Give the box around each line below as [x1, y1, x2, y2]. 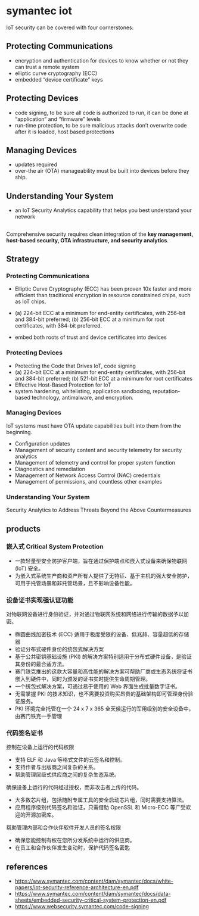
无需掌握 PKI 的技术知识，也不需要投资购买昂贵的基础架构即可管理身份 [14, 690, 188, 697]
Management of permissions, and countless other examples [14, 478, 163, 485]
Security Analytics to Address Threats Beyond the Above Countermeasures [6, 506, 192, 513]
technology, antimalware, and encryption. [32, 394, 134, 401]
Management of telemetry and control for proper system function [14, 459, 176, 466]
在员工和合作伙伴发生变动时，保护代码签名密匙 [14, 844, 130, 851]
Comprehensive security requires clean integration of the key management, [6, 230, 194, 238]
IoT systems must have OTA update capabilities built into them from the [6, 422, 182, 429]
